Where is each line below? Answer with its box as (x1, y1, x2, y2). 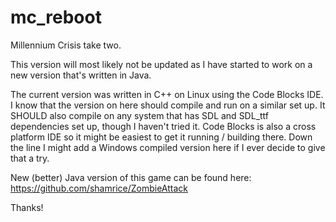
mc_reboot (10, 6, 102, 29)
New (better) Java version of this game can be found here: (10, 171, 252, 183)
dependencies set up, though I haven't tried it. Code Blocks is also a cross (10, 120, 317, 132)
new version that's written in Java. (10, 69, 152, 81)
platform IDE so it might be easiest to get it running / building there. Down (10, 131, 313, 143)
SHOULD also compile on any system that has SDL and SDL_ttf (10, 109, 270, 121)
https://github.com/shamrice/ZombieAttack (10, 182, 189, 194)
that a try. (10, 152, 50, 164)
